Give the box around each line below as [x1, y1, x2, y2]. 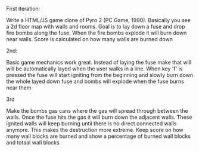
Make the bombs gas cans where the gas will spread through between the [6, 107, 189, 114]
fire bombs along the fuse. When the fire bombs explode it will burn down [6, 29, 187, 36]
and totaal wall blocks [6, 139, 60, 146]
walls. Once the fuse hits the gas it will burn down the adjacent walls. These [6, 113, 192, 121]
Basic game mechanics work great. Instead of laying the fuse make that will [6, 59, 192, 66]
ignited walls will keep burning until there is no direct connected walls [6, 120, 177, 127]
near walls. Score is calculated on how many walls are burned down [6, 36, 173, 42]
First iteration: [6, 5, 41, 12]
